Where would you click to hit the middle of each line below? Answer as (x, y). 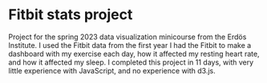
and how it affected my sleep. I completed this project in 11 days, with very (131, 62)
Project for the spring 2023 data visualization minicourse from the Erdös (127, 37)
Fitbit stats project (71, 15)
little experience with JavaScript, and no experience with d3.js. (112, 70)
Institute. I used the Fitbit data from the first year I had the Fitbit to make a (130, 45)
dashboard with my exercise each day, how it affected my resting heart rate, (134, 53)
